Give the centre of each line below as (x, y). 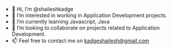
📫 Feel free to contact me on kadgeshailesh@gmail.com (80, 41)
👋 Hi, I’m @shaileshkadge (42, 9)
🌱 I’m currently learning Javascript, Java (61, 21)
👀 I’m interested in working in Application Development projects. (89, 15)
